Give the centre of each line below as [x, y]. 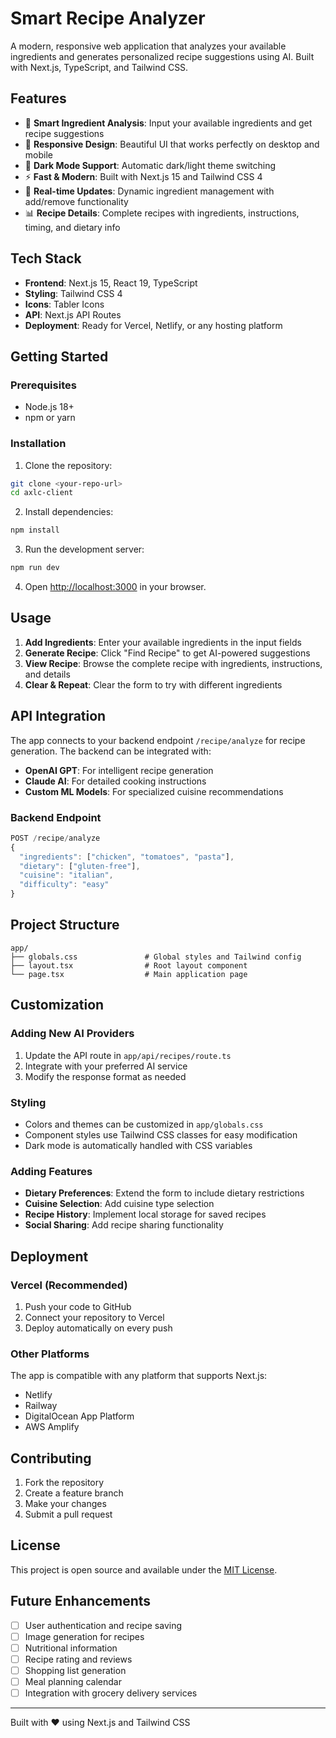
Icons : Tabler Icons [64, 304]
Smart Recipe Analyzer [108, 18]
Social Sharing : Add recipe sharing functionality [124, 1225]
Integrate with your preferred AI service [106, 1066]
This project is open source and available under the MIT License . [144, 1569]
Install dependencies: [69, 512]
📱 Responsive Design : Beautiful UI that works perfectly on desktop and [172, 144]
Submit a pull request [68, 1514]
